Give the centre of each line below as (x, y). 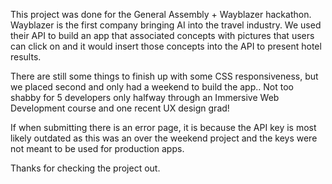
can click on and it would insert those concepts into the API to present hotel (166, 46)
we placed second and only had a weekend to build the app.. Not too (152, 87)
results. (26, 57)
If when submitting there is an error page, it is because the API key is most (163, 127)
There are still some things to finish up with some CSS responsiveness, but (164, 76)
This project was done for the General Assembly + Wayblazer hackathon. (161, 14)
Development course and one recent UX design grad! (120, 108)
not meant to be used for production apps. (97, 148)
